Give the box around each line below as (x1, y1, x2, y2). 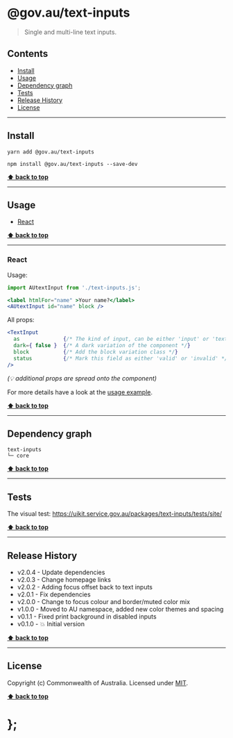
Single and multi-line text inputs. (24, 28, 116, 36)
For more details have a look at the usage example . (7, 387, 153, 396)
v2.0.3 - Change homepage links (17, 575, 111, 584)
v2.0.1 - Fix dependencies (17, 590, 92, 598)
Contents (7, 48, 49, 60)
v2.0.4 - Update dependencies (17, 568, 105, 576)
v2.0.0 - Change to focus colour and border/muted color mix (17, 597, 191, 605)
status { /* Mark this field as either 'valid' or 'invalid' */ (13, 355, 228, 362)
